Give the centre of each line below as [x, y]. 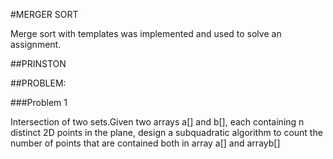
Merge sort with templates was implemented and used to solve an [146, 33]
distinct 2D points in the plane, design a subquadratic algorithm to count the [166, 132]
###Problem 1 [39, 102]
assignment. [36, 44]
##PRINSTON [38, 63]
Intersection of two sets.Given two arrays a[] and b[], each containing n [157, 122]
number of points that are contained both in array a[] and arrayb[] [145, 143]
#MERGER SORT [44, 14]
